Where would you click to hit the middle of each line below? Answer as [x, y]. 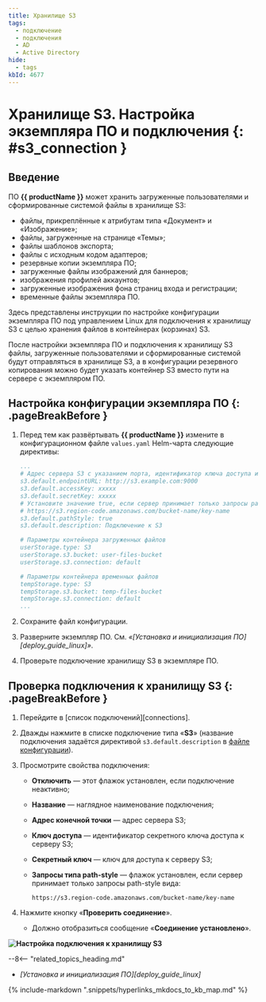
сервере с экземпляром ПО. [57, 378]
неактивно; [50, 789]
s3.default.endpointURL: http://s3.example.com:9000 [109, 481]
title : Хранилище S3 [42, 16]
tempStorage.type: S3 [55, 584]
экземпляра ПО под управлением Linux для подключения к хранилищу [130, 320]
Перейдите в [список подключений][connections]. [105, 717]
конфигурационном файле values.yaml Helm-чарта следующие [127, 444]
